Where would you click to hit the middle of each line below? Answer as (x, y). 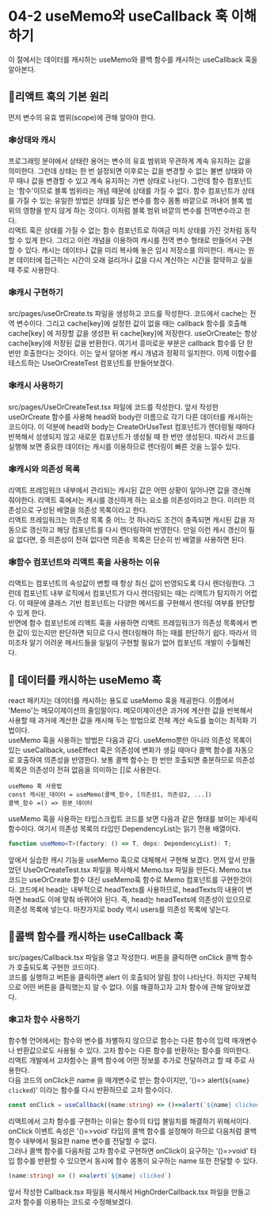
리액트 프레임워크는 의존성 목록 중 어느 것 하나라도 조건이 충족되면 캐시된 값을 (127, 519)
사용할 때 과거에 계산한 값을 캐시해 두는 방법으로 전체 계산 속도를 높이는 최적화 (129, 721)
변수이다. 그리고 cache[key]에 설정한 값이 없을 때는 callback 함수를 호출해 (131, 323)
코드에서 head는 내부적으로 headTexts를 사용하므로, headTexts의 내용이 (131, 889)
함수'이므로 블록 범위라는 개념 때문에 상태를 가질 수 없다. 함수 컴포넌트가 (129, 191)
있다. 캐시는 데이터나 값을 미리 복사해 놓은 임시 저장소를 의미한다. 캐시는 (136, 250)
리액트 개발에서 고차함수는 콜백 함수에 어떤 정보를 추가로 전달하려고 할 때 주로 (127, 1060)
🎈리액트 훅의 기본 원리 (59, 97)
